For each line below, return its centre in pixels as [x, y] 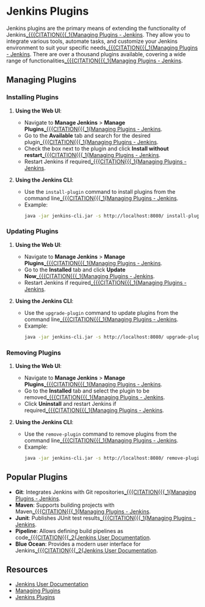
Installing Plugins [33, 97]
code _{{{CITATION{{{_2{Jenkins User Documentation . [83, 537]
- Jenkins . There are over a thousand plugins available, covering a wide [96, 54]
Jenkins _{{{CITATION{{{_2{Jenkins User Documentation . [87, 550]
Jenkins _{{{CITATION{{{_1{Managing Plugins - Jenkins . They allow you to [98, 34]
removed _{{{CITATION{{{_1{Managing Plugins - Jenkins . [95, 397]
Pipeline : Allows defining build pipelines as [69, 531]
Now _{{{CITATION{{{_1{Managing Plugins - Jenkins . [89, 276]
